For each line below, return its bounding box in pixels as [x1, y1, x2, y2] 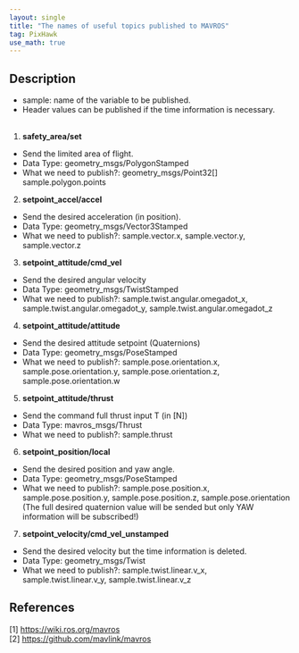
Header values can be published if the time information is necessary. [21, 105, 276, 115]
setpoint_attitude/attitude [21, 321, 120, 331]
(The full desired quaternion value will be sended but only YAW [21, 502, 254, 513]
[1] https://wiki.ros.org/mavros [9, 624, 120, 634]
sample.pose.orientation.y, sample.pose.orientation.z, [21, 366, 220, 377]
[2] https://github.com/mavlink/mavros [9, 633, 152, 644]
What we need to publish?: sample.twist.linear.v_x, [21, 565, 208, 576]
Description [9, 71, 76, 86]
